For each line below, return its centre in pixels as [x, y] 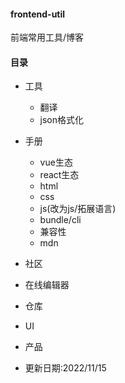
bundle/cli [60, 220]
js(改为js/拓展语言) [78, 209]
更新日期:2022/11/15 [65, 368]
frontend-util [38, 14]
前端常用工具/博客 [47, 37]
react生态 [59, 175]
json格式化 [62, 120]
